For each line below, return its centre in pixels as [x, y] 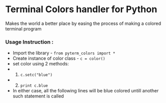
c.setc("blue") [36, 75]
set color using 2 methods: [41, 64]
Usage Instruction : [29, 42]
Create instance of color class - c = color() [59, 58]
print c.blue [34, 86]
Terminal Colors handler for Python [81, 9]
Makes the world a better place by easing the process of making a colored [83, 23]
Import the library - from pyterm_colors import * [64, 53]
